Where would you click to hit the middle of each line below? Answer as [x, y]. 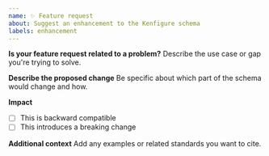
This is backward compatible [68, 118]
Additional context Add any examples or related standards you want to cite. [135, 143]
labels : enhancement [43, 31]
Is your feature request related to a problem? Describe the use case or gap [134, 54]
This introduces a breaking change [78, 127]
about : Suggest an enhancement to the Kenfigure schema [104, 23]
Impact [21, 103]
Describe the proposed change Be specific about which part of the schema [135, 78]
